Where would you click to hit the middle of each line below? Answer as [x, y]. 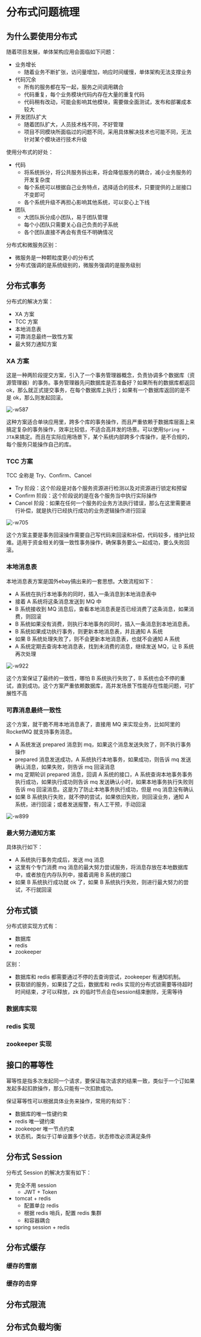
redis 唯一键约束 [35, 1121]
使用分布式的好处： [30, 152]
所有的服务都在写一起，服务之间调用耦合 [74, 87]
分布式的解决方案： [30, 301]
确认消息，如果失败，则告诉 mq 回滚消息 [65, 767]
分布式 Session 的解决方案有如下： [49, 1172]
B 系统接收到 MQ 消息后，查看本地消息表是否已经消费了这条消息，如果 [102, 609]
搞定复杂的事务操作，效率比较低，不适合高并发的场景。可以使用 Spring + [96, 429]
